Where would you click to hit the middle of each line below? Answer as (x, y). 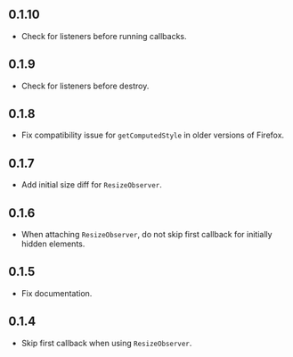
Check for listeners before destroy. (85, 86)
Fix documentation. (57, 293)
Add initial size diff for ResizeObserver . (91, 185)
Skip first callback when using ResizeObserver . (106, 343)
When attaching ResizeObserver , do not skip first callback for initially (146, 235)
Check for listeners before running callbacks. (104, 36)
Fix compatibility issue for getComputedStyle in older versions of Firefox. (153, 135)
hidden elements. (53, 244)
